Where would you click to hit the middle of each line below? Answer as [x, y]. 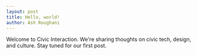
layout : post [22, 12]
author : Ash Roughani [33, 22]
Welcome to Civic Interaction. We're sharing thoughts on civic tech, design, [99, 40]
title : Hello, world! [33, 17]
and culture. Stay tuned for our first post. [56, 46]
